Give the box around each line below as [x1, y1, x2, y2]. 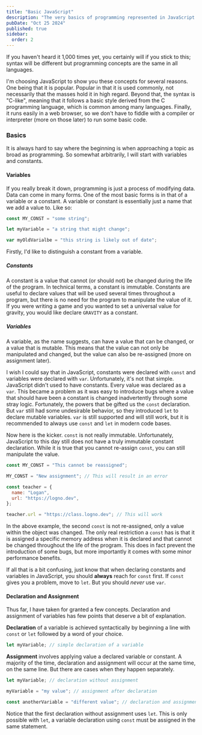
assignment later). [6, 357, 51, 364]
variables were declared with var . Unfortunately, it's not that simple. [6, 375, 174, 383]
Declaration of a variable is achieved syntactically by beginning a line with [6, 624, 191, 632]
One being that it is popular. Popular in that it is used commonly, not [6, 84, 174, 91]
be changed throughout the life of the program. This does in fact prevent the [6, 542, 195, 549]
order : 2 [11, 37, 34, 43]
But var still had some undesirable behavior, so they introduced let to [6, 407, 179, 414]
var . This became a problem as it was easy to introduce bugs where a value [6, 388, 194, 395]
